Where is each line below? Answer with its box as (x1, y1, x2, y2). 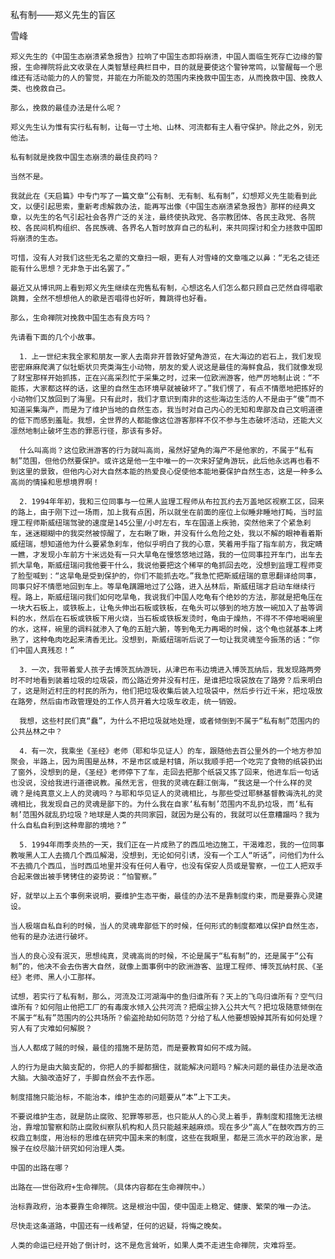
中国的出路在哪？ (10, 1163, 71, 1173)
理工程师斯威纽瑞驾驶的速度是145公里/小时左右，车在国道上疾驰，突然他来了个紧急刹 (10, 518, 312, 528)
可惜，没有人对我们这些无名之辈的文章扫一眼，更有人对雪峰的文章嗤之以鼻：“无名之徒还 (10, 253, 320, 263)
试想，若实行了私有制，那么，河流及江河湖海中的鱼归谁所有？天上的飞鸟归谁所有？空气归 (10, 992, 323, 1002)
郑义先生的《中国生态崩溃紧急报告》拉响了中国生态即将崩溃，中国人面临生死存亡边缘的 (10, 52, 316, 62)
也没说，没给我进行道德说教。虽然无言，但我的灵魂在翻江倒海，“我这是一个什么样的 (10, 778, 305, 788)
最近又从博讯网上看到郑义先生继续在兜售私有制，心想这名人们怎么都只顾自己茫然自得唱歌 (10, 283, 323, 293)
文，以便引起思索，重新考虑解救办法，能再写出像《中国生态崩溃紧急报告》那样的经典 (10, 202, 308, 212)
